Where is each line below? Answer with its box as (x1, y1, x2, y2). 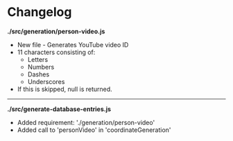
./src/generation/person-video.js (7, 27, 105, 35)
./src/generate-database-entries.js (7, 105, 112, 113)
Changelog (7, 4, 72, 20)
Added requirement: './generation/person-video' (17, 118, 155, 126)
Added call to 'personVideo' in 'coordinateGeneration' (17, 126, 171, 134)
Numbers (27, 63, 55, 71)
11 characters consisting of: (17, 48, 96, 56)
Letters (27, 55, 49, 63)
